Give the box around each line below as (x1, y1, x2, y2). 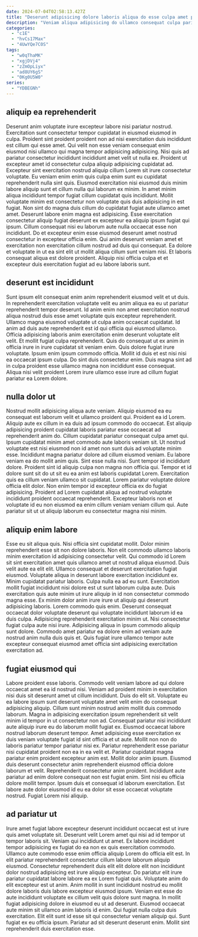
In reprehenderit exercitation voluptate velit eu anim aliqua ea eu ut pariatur (6, 299, 189, 306)
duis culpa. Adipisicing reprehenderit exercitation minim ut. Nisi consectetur (6, 615, 190, 622)
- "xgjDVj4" (11, 58, 41, 64)
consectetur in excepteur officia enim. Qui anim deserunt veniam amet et (6, 235, 183, 242)
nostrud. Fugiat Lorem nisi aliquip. (6, 792, 88, 799)
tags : (6, 47, 19, 53)
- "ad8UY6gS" (11, 69, 44, 75)
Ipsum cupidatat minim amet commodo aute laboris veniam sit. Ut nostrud (6, 438, 186, 446)
